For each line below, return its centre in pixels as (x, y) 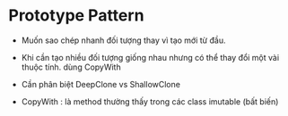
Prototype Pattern (76, 16)
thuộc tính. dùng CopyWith (71, 67)
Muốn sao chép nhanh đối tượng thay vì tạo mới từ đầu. (123, 40)
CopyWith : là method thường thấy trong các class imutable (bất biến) (150, 101)
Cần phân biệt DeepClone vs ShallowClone (101, 84)
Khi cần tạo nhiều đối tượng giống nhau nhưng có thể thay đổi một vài (150, 57)
